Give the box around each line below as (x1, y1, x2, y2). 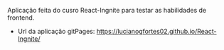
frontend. (7, 13, 35, 22)
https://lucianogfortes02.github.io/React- (96, 27, 217, 35)
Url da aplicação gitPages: (17, 27, 95, 35)
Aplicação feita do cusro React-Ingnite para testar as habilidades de (7, 6, 207, 14)
